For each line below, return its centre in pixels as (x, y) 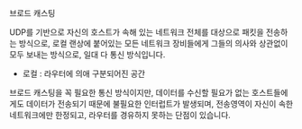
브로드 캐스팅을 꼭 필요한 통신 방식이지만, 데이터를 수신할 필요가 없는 (129, 93)
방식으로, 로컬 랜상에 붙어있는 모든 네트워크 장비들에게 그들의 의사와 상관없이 (153, 43)
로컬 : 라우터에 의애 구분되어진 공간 (84, 73)
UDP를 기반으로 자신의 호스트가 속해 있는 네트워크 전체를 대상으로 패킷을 (137, 32)
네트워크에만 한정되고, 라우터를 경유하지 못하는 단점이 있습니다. (120, 115)
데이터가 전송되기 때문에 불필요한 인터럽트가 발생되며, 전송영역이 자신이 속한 (160, 104)
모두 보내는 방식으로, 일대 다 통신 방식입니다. (87, 55)
